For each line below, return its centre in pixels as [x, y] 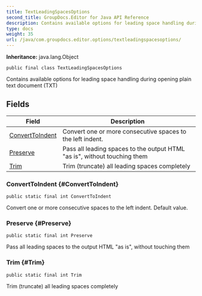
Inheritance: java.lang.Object [43, 57]
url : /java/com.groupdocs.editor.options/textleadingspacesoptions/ [94, 40]
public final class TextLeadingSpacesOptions [64, 68]
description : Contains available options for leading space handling [95, 23]
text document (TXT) [32, 85]
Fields [18, 104]
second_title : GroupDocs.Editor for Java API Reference [78, 17]
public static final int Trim [44, 275]
